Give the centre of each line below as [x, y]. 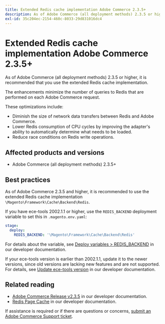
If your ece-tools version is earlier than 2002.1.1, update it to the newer [76, 259]
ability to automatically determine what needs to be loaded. [72, 132]
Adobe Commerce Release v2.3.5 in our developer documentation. [80, 297]
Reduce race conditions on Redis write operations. [63, 137]
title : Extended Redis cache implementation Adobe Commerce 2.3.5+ [76, 10]
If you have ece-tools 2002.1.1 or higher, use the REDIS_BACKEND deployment [81, 211]
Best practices [28, 180]
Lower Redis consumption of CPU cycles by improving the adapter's [81, 127]
